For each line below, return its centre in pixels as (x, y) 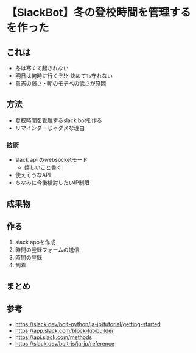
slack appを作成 (35, 242)
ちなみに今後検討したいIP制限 (52, 183)
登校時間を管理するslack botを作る (58, 120)
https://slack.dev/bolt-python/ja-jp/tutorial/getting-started (88, 324)
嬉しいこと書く (43, 167)
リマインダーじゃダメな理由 (50, 128)
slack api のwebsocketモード (51, 160)
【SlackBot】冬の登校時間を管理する (99, 13)
